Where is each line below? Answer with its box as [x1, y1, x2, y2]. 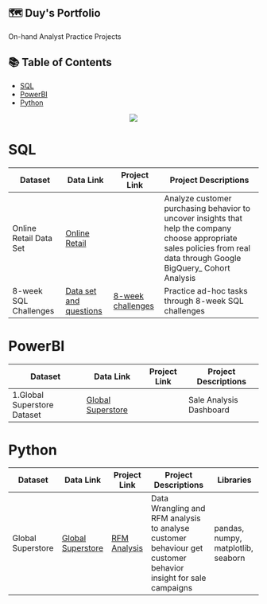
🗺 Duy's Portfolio [8, 6, 101, 20]
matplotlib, [214, 543, 254, 554]
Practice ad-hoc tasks [164, 285, 248, 296]
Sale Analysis [188, 394, 238, 405]
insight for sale [150, 572, 207, 583]
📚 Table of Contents [8, 56, 113, 69]
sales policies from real [164, 242, 251, 253]
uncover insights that [164, 212, 243, 224]
